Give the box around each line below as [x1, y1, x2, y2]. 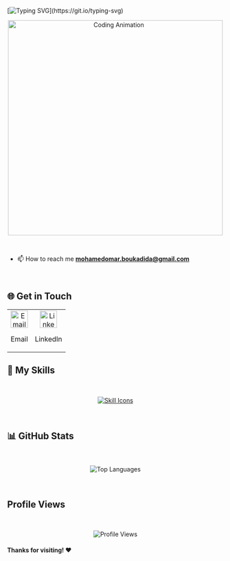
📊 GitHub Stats [7, 430, 74, 442]
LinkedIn [34, 334, 63, 343]
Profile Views [7, 498, 66, 510]
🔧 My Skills [7, 365, 55, 377]
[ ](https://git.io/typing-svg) [7, 7, 124, 14]
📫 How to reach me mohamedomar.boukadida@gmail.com [16, 255, 190, 263]
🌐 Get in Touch [7, 290, 72, 302]
